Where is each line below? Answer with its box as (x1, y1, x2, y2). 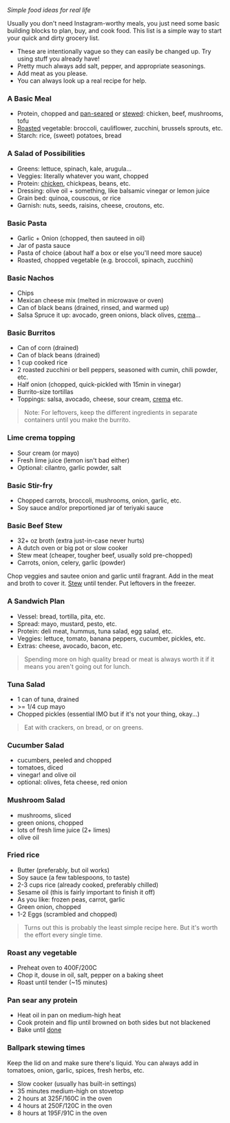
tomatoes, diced (17, 763, 63, 772)
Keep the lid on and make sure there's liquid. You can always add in (7, 1059, 199, 1067)
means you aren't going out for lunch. (23, 662, 132, 670)
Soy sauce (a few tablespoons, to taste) (17, 873, 130, 881)
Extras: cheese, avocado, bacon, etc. (17, 641, 123, 650)
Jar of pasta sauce (17, 241, 71, 249)
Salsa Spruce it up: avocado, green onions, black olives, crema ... (17, 311, 201, 320)
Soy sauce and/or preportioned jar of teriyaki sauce (17, 504, 164, 512)
